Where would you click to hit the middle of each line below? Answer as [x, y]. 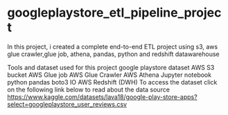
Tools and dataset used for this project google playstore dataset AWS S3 [111, 67]
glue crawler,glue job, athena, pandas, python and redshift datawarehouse [113, 54]
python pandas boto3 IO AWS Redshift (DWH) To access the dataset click [112, 82]
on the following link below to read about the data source [88, 89]
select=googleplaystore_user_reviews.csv [67, 104]
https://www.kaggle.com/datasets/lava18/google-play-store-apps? [102, 97]
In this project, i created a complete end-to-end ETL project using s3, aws [113, 46]
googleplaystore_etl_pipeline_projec [114, 13]
